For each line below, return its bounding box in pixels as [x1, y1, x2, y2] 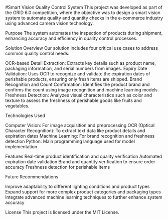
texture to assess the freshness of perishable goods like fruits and [5, 97, 142, 103]
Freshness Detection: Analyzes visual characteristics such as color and [5, 92, 152, 98]
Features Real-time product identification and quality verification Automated [5, 153, 162, 159]
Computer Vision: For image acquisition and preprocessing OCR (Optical [5, 123, 155, 128]
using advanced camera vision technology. [5, 20, 94, 26]
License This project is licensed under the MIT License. [5, 209, 119, 215]
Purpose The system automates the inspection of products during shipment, [5, 30, 163, 36]
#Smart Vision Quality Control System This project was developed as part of [5, 5, 163, 10]
